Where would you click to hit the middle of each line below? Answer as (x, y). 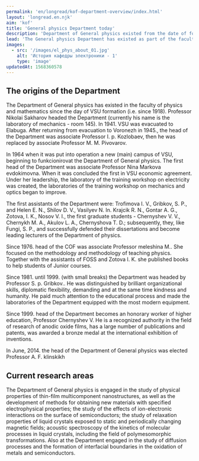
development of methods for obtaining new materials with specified (89, 402)
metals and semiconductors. (41, 453)
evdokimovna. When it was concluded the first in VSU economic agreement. (99, 173)
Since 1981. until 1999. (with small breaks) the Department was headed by (96, 277)
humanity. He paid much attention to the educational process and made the (98, 296)
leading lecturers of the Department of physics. (64, 236)
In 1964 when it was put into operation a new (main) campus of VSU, (90, 154)
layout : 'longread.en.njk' (39, 17)
